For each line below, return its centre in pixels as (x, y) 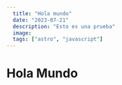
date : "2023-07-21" (41, 20)
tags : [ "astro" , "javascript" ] (58, 39)
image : (22, 33)
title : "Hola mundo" (42, 13)
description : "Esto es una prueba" (64, 26)
